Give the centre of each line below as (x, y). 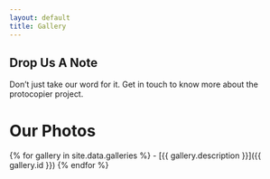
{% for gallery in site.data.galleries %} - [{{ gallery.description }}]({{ (135, 155)
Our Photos (53, 131)
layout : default (40, 18)
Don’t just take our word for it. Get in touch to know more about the (134, 85)
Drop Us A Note (53, 63)
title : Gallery (38, 26)
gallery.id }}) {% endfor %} (59, 165)
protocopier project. (47, 94)
